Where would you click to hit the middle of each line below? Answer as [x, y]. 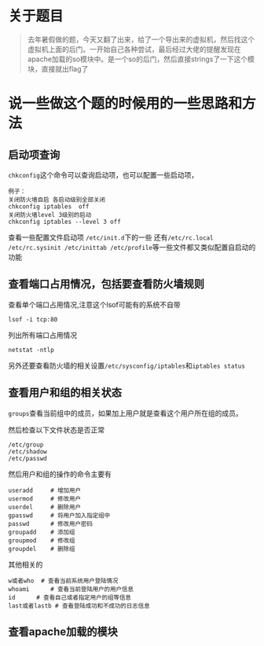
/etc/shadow [27, 451]
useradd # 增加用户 [44, 490]
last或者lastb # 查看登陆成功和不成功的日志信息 [79, 606]
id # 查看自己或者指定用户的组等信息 [70, 597]
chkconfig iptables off [49, 206]
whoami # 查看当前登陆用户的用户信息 [71, 589]
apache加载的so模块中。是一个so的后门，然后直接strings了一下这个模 [141, 59]
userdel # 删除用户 [44, 507]
